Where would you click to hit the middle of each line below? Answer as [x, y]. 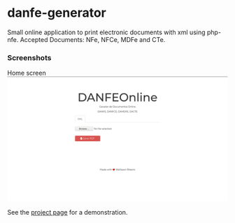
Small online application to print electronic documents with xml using [106, 32]
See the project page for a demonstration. [67, 212]
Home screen [27, 73]
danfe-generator [57, 13]
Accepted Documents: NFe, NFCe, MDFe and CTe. [93, 39]
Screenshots [29, 57]
